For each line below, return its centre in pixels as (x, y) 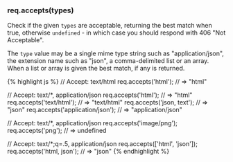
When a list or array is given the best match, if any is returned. (96, 69)
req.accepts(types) (41, 10)
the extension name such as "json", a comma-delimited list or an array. (108, 61)
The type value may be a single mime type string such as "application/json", (115, 53)
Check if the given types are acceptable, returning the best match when (110, 26)
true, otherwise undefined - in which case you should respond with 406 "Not (116, 33)
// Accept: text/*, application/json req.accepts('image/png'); (93, 123)
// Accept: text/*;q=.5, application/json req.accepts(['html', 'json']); (102, 144)
